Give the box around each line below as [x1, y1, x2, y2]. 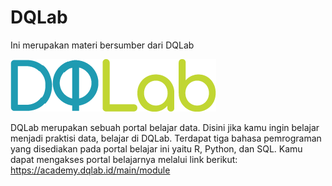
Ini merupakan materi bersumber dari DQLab [10, 39, 195, 51]
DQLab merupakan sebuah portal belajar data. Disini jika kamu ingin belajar [10, 121, 320, 133]
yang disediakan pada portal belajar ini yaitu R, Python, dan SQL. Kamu [10, 142, 303, 155]
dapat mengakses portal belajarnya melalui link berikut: [10, 153, 238, 165]
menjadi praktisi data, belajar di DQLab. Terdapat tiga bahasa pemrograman [10, 132, 322, 144]
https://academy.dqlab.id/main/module [10, 164, 171, 176]
